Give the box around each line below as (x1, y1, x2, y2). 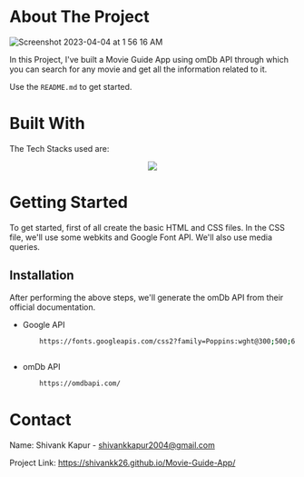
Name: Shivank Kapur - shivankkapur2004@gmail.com (9, 440, 216, 451)
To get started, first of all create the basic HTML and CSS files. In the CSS (9, 222, 286, 233)
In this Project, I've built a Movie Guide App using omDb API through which (9, 54, 289, 65)
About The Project (9, 6, 150, 27)
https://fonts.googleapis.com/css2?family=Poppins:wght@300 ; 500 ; (39, 336, 292, 346)
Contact (9, 410, 72, 431)
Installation (9, 268, 74, 283)
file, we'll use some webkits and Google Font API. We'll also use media (9, 232, 272, 243)
